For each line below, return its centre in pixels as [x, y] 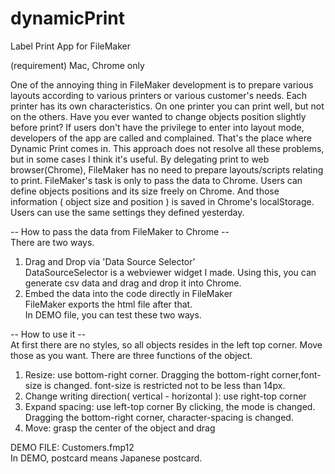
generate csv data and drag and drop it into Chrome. [133, 283]
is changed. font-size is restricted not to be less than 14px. [165, 385]
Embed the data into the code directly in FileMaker [128, 293]
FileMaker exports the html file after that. [108, 304]
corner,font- [296, 374]
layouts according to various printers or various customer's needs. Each [159, 95]
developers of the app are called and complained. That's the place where [161, 138]
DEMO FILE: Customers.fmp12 [72, 447]
